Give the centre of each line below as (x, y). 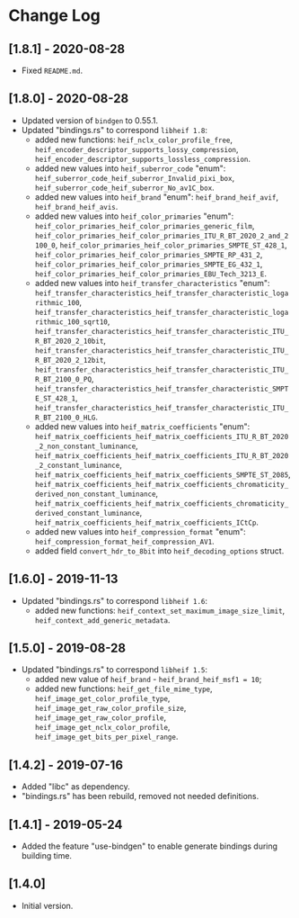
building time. (47, 856)
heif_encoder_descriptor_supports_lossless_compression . (143, 158)
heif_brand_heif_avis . (76, 206)
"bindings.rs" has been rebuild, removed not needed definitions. (140, 796)
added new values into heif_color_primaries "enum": (134, 216)
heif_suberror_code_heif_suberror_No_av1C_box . (124, 187)
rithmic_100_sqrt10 (71, 322)
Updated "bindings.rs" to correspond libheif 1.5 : (114, 670)
